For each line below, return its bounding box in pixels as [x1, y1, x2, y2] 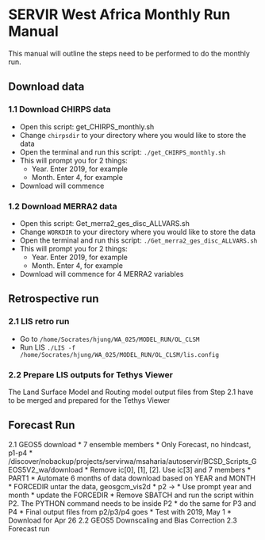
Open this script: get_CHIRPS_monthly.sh [19, 121, 155, 132]
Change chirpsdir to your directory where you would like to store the [19, 130, 247, 140]
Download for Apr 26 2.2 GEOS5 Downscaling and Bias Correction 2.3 [8, 515, 238, 525]
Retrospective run [8, 292, 99, 306]
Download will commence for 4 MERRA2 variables [19, 269, 184, 278]
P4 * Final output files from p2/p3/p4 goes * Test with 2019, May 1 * [8, 507, 232, 516]
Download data [8, 80, 85, 94]
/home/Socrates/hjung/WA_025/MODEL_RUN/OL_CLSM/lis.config [19, 350, 220, 358]
